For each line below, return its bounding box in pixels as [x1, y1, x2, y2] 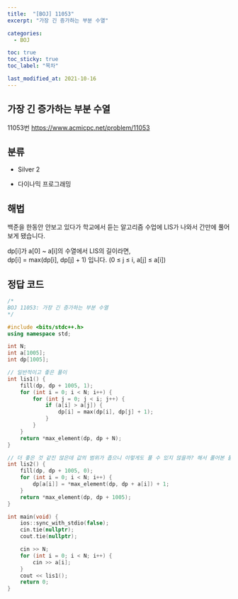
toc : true [7, 49, 37, 57]
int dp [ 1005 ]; [7, 356, 50, 364]
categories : [7, 30, 42, 37]
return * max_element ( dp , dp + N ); [20, 435, 122, 442]
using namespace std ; [7, 330, 72, 337]
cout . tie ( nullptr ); [20, 533, 78, 540]
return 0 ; [20, 578, 50, 586]
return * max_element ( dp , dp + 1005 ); [20, 493, 132, 500]
